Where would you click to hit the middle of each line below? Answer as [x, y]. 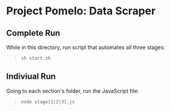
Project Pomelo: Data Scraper [81, 11]
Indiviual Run [31, 77]
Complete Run [33, 33]
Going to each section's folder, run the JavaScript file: [73, 91]
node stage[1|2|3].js [48, 102]
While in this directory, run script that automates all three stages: [86, 47]
